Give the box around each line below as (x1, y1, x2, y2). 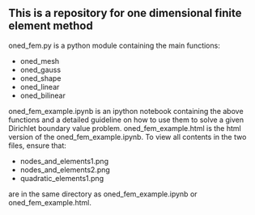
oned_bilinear (19, 91, 66, 100)
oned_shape (19, 73, 62, 83)
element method (8, 19, 93, 33)
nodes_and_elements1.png (19, 156, 109, 166)
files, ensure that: (8, 141, 67, 150)
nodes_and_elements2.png (19, 165, 111, 175)
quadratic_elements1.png (19, 173, 104, 183)
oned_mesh (19, 56, 60, 65)
